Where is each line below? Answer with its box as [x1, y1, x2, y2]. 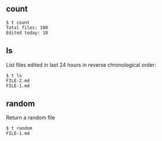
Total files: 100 [6, 25, 48, 30]
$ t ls [6, 73, 22, 78]
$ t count [6, 19, 30, 25]
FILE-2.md [6, 78, 30, 84]
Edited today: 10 [6, 30, 48, 36]
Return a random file [6, 114, 55, 121]
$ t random [6, 125, 33, 132]
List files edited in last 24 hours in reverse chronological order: [6, 61, 156, 68]
